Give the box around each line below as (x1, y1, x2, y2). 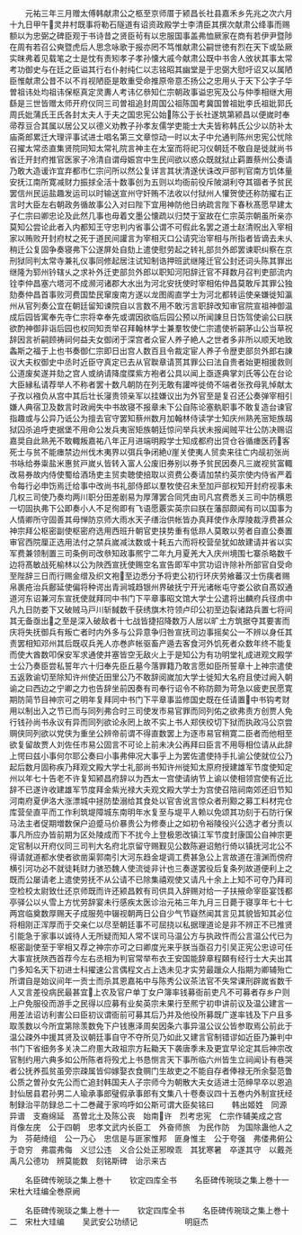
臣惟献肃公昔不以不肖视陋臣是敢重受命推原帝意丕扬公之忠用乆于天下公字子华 (9, 76, 293, 86)
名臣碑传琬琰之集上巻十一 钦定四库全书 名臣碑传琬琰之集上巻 (24, 1205, 281, 1215)
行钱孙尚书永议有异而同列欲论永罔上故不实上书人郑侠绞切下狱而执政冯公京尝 (9, 717, 293, 727)
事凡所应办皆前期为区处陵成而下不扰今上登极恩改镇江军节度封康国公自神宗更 (9, 829, 293, 840)
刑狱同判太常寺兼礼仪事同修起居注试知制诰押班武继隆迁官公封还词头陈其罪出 (9, 256, 293, 266)
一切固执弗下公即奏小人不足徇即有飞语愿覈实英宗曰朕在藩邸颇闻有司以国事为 (9, 503, 293, 513)
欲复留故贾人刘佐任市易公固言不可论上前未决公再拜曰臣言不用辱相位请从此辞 (9, 739, 293, 750)
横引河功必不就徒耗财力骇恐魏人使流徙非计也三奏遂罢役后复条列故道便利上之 (9, 863, 293, 873)
